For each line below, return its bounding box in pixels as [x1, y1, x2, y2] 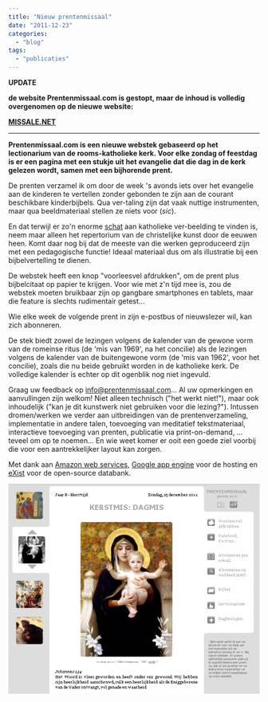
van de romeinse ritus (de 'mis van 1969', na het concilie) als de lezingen [8, 344, 247, 354]
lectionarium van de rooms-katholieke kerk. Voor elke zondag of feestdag [8, 148, 258, 158]
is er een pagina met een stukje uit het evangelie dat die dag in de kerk [8, 157, 246, 167]
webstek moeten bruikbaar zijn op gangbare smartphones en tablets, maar [8, 288, 254, 297]
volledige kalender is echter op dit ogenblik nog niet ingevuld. [8, 370, 211, 378]
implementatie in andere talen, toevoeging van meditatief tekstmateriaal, [8, 419, 246, 428]
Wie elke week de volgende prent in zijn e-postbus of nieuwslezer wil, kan [8, 312, 253, 321]
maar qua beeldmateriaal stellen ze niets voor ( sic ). [8, 206, 177, 215]
